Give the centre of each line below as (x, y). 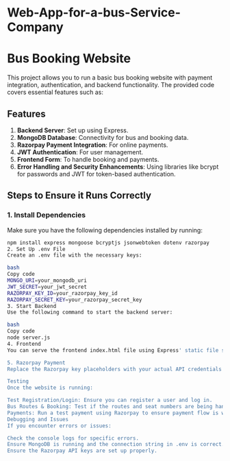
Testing (18, 381)
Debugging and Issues (38, 419)
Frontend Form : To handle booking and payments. (88, 159)
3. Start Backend (32, 306)
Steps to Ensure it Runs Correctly (79, 196)
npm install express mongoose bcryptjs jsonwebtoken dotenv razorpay (108, 243)
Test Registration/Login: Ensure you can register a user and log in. (110, 400)
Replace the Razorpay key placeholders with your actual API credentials (115, 369)
